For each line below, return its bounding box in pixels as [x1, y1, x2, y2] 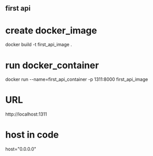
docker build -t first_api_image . [5, 41, 72, 48]
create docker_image [5, 25, 97, 36]
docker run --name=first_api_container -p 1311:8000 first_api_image [5, 76, 148, 82]
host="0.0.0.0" [5, 146, 37, 152]
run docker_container [5, 59, 99, 71]
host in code [5, 129, 59, 141]
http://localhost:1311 [5, 111, 47, 117]
